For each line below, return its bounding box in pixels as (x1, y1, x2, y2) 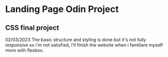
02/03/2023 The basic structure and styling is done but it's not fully (5, 36, 146, 42)
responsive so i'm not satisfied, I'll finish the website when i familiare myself (5, 42, 163, 48)
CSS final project (5, 23, 60, 32)
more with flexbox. (5, 47, 44, 53)
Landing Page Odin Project (5, 3, 119, 15)
